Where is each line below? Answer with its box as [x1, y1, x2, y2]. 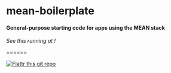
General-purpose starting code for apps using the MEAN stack [6, 24, 166, 31]
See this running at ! [6, 37, 56, 45]
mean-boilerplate [6, 4, 94, 18]
